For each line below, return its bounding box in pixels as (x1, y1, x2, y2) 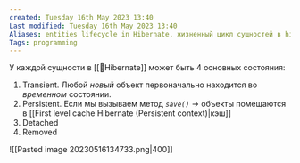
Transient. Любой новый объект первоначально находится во (21, 79, 258, 90)
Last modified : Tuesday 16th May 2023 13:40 (9, 21, 178, 30)
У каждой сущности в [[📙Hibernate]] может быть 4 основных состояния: (9, 62, 286, 73)
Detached (21, 118, 59, 128)
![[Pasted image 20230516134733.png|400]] (9, 144, 173, 155)
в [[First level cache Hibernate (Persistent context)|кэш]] (21, 108, 232, 118)
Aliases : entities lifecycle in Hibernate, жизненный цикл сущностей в (9, 29, 281, 38)
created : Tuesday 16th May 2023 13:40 (9, 12, 154, 22)
